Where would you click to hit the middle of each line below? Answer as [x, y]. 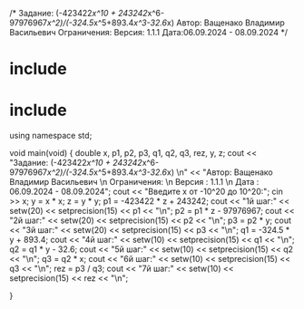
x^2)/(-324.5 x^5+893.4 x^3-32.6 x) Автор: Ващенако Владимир [166, 23]
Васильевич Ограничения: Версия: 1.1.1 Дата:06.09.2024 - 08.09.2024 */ [149, 32]
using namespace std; [51, 136]
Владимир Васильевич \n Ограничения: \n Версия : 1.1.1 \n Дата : [134, 182]
